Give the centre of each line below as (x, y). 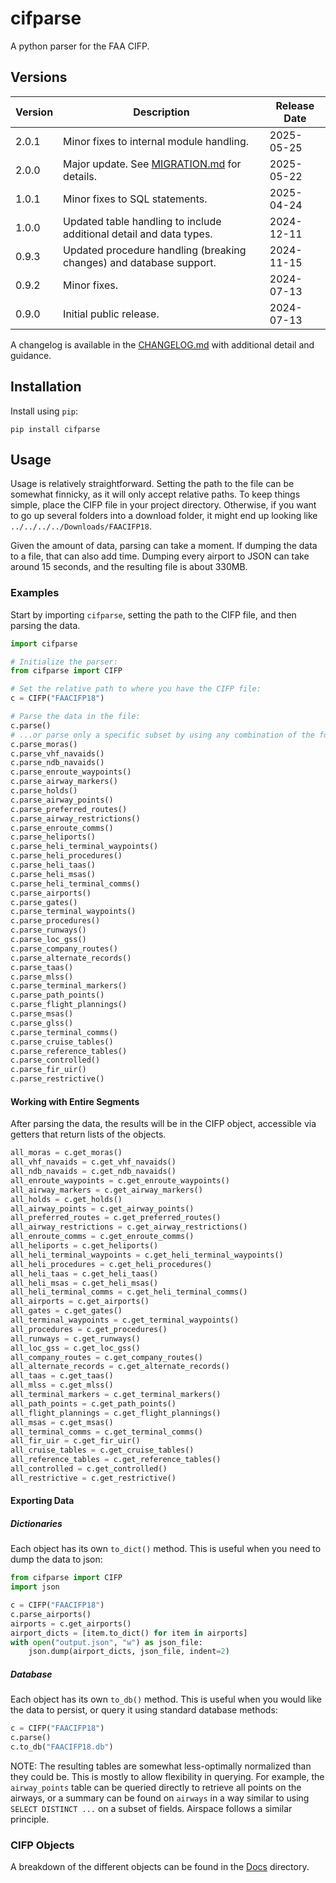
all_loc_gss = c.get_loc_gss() (75, 1348)
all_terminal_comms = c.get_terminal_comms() (106, 1432)
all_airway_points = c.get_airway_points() (102, 1208)
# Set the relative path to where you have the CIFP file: (136, 689)
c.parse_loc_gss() (48, 940)
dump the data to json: (56, 1559)
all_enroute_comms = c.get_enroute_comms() (102, 1237)
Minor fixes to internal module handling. (156, 141)
